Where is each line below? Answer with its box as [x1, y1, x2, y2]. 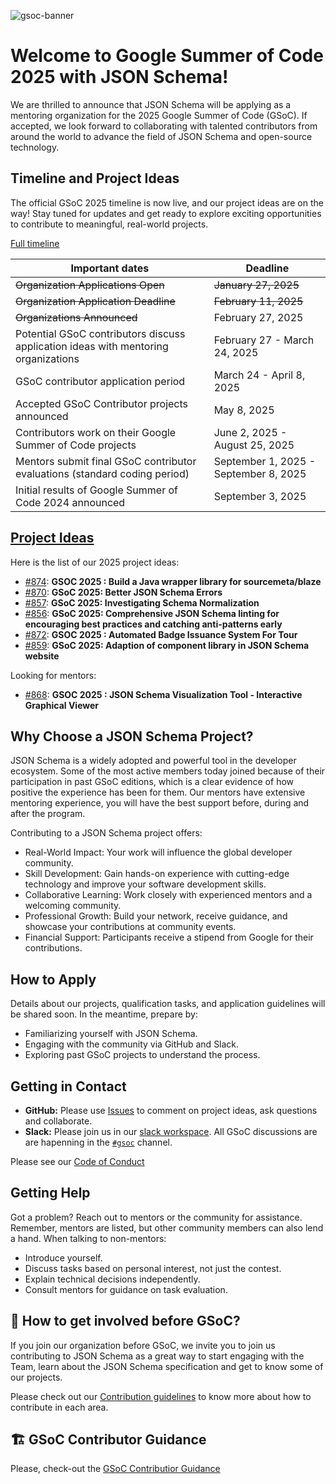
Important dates [70, 261, 150, 275]
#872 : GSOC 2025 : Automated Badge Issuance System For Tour [24, 628, 298, 640]
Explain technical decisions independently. [24, 1273, 201, 1285]
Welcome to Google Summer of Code [10, 45, 324, 67]
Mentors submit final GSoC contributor [15, 454, 197, 468]
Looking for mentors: [10, 669, 97, 681]
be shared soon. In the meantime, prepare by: [10, 1008, 199, 1020]
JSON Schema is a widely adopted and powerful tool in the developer [10, 755, 297, 767]
